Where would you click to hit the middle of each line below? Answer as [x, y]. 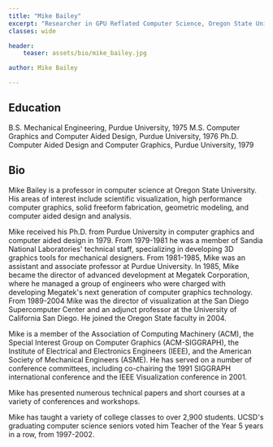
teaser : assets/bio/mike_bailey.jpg [85, 54]
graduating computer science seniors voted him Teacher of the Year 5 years [136, 425]
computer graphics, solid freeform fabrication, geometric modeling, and [129, 207]
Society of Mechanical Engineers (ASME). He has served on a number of [130, 359]
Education [35, 108]
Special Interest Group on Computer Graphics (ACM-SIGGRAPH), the [124, 342]
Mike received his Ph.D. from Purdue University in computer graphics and [131, 232]
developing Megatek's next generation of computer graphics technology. [131, 292]
